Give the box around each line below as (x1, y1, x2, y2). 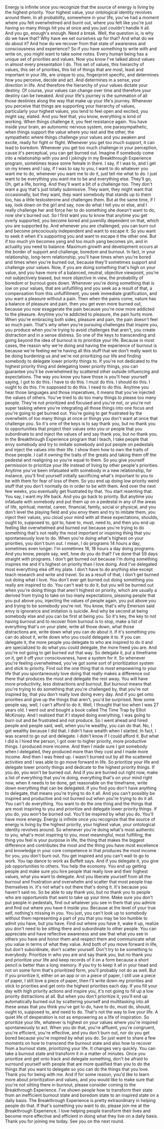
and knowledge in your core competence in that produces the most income (5, 848, 157, 853)
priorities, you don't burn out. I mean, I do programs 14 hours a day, (5, 540, 141, 546)
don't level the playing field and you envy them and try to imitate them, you (5, 509, 156, 515)
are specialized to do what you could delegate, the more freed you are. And (5, 644, 157, 650)
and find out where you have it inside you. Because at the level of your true (5, 905, 156, 910)
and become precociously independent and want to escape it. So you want (5, 228, 156, 234)
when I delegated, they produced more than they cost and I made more (5, 749, 148, 754)
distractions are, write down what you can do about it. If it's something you (5, 629, 156, 635)
